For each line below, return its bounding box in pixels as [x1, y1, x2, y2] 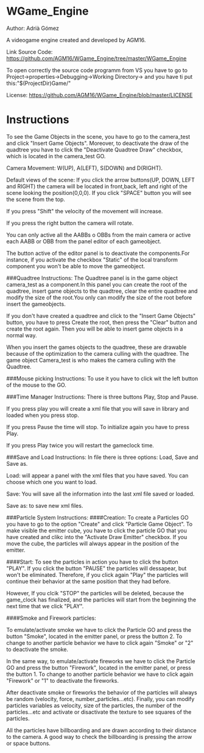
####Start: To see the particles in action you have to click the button [6, 558, 178, 565]
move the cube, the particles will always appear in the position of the [6, 540, 179, 547]
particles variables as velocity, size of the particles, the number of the [6, 702, 181, 709]
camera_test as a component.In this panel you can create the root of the [6, 281, 188, 288]
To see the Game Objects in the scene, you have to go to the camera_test [6, 133, 191, 140]
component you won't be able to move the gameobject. [6, 262, 146, 270]
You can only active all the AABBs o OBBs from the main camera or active [6, 231, 191, 238]
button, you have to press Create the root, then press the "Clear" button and [6, 318, 197, 326]
